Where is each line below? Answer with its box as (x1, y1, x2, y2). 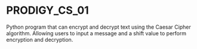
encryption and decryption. (6, 36, 73, 43)
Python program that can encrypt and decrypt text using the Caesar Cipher (6, 23, 191, 30)
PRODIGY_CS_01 (6, 4, 90, 17)
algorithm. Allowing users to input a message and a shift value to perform (6, 29, 187, 36)
